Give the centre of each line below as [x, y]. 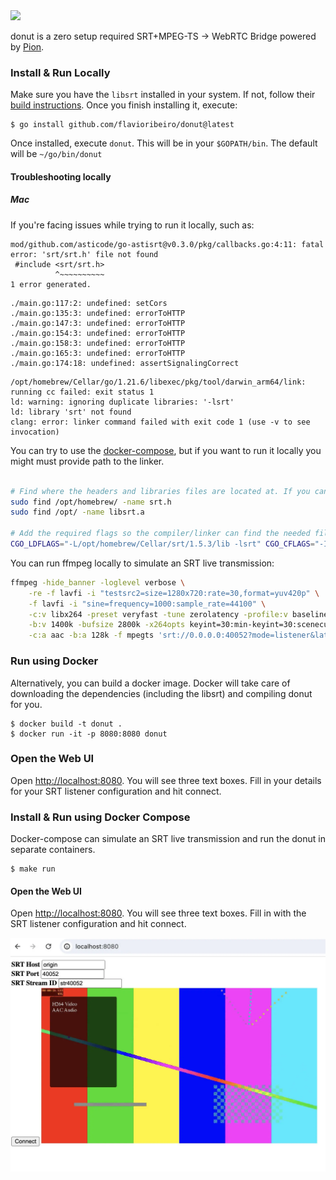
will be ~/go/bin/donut [56, 154]
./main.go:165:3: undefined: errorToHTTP [98, 353]
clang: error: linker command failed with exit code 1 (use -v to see [160, 422]
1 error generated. [51, 284]
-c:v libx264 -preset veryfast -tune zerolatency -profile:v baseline [178, 614]
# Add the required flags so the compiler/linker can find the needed [160, 534]
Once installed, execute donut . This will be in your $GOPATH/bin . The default [164, 143]
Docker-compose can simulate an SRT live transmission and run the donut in [168, 839]
